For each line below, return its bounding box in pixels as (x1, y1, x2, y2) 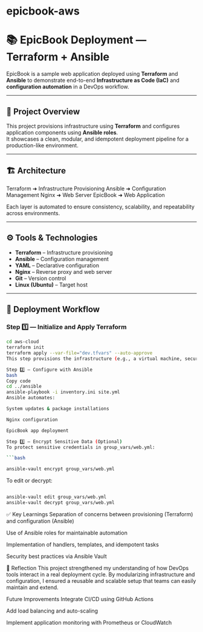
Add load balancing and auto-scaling (6, 607, 98, 614)
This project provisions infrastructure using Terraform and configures (6, 122, 180, 130)
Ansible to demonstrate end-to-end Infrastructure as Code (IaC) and (6, 77, 180, 84)
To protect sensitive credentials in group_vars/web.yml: (6, 444, 155, 450)
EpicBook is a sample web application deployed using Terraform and (6, 70, 178, 78)
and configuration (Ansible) (6, 517, 74, 525)
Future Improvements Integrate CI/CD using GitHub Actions (6, 595, 154, 602)
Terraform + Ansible (6, 50, 110, 64)
